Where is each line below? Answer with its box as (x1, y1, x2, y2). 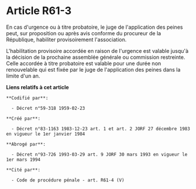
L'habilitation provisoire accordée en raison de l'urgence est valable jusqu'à (6, 47, 189, 54)
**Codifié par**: (6, 95, 49, 101)
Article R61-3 (6, 4, 72, 18)
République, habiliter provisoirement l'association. (6, 36, 127, 43)
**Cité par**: (6, 167, 41, 173)
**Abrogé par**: (6, 141, 46, 147)
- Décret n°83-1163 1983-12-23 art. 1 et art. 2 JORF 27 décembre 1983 (11, 126, 191, 131)
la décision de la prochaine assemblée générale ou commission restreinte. (6, 53, 185, 60)
